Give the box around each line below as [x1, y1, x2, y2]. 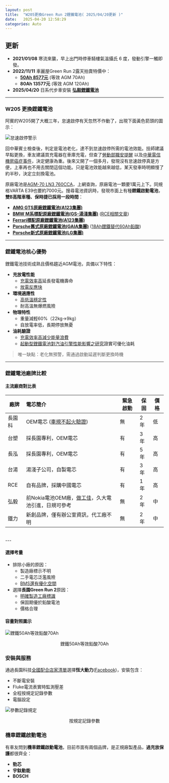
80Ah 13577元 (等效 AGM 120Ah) [20, 81, 90, 87]
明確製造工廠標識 [20, 593, 56, 599]
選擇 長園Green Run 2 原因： [12, 586, 70, 592]
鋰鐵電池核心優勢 [5, 248, 47, 255]
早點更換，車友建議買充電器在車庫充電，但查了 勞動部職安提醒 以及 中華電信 [5, 152, 161, 158]
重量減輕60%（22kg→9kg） [20, 315, 79, 321]
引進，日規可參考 [31, 501, 72, 508]
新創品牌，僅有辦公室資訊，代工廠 [26, 511, 107, 518]
